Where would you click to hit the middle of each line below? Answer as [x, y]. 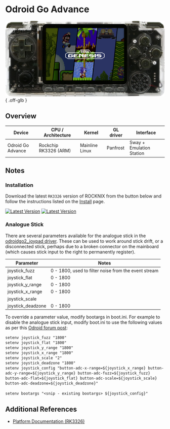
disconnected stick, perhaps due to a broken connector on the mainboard [82, 246]
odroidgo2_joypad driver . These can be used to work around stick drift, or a [84, 241]
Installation [19, 185]
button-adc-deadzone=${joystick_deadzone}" [52, 384]
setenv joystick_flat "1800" [36, 343]
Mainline [89, 145]
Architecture [57, 135]
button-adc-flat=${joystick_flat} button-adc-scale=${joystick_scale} [81, 378]
